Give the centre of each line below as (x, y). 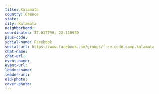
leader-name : (19, 70)
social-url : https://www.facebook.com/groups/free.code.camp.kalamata (80, 47)
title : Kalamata (22, 10)
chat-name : (16, 51)
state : (12, 19)
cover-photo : (19, 84)
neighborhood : (20, 28)
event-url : (16, 65)
